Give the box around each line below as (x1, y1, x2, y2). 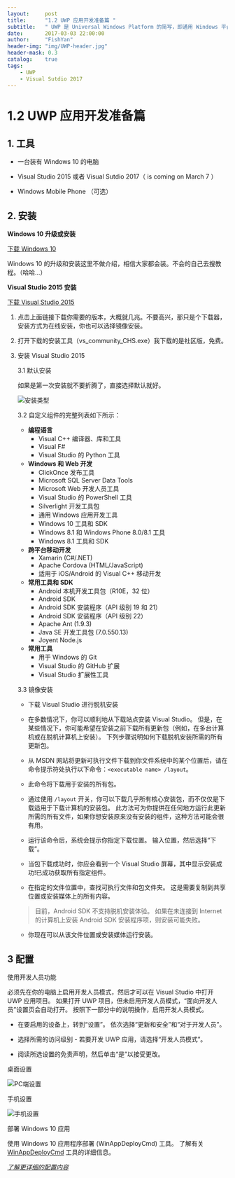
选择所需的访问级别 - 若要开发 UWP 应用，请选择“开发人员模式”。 (17, 1035, 207, 1044)
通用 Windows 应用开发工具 (38, 511, 118, 519)
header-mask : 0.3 (7, 50, 58, 57)
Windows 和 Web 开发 (27, 459, 93, 468)
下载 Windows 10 (7, 244, 57, 253)
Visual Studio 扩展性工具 (38, 670, 109, 679)
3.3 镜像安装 (17, 686, 54, 694)
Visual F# (38, 443, 66, 451)
